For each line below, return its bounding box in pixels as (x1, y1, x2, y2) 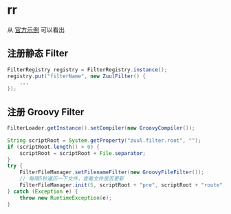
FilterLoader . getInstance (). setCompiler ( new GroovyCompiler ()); (7, 125, 195, 132)
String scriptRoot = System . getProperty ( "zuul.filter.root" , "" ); (7, 136, 201, 144)
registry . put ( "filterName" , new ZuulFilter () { (7, 73, 146, 80)
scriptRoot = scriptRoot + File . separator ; (19, 150, 146, 156)
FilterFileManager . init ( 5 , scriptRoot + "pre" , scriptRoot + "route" (19, 182, 223, 189)
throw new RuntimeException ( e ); (19, 194, 112, 201)
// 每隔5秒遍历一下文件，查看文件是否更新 (19, 176, 124, 182)
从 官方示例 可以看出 (7, 25, 65, 34)
